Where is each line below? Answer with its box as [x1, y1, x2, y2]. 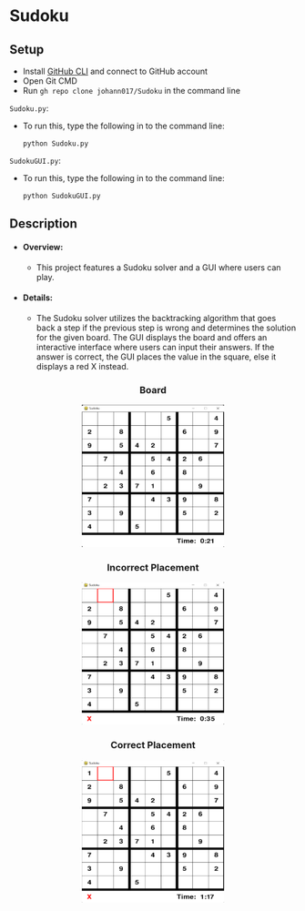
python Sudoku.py [22, 139, 89, 148]
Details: [22, 292, 53, 303]
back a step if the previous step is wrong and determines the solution [36, 322, 297, 333]
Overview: [22, 241, 64, 252]
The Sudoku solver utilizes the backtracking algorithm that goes [36, 312, 277, 323]
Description [9, 216, 77, 232]
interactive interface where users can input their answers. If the [36, 341, 275, 352]
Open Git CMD [22, 76, 77, 86]
